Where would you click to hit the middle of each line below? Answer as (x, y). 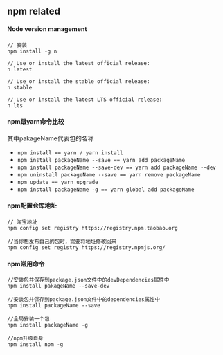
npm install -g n (32, 51)
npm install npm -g (35, 345)
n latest (20, 69)
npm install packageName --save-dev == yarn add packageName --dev (116, 167)
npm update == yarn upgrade (57, 182)
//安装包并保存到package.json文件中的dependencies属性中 (84, 300)
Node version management (47, 29)
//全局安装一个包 (28, 319)
